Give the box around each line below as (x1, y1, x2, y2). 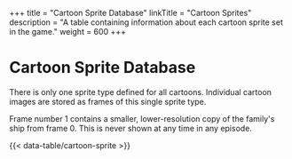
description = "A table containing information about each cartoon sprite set (9, 17, 284, 28)
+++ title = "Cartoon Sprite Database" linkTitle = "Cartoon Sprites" (9, 8, 252, 18)
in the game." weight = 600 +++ (9, 27, 127, 36)
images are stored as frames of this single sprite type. (9, 96, 207, 107)
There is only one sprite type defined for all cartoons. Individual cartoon (9, 86, 272, 97)
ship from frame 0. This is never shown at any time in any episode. (9, 123, 253, 133)
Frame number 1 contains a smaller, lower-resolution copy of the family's (9, 113, 275, 123)
